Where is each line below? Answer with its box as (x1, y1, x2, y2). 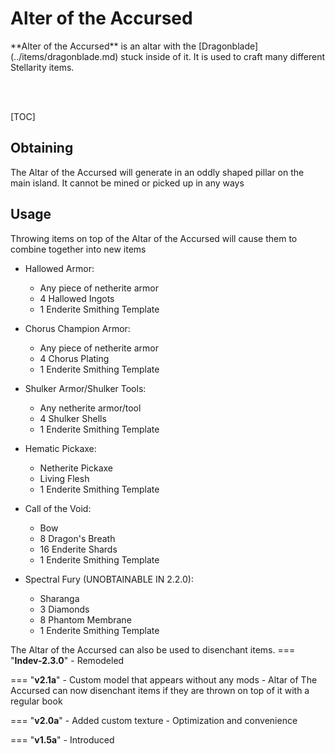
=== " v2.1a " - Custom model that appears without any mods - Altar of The (10, 673, 318, 686)
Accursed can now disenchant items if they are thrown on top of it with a (10, 684, 310, 696)
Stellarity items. (10, 61, 75, 73)
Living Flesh (39, 472, 90, 484)
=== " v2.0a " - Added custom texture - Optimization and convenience (10, 714, 298, 726)
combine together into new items (10, 243, 147, 255)
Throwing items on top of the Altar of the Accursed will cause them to (10, 232, 298, 244)
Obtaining (10, 140, 74, 157)
